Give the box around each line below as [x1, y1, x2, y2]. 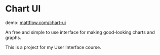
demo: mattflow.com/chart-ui [5, 19, 66, 25]
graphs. [5, 34, 21, 40]
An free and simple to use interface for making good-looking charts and [5, 29, 155, 35]
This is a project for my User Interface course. [5, 44, 101, 50]
